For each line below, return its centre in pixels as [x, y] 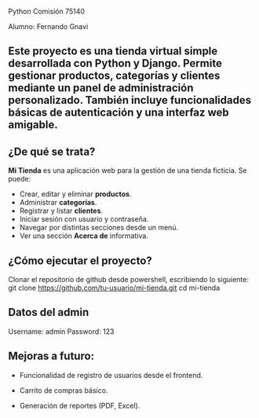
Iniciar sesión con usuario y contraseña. [84, 219]
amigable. [33, 125]
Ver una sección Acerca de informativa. [84, 236]
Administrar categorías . [58, 203]
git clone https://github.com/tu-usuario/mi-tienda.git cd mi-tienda [114, 288]
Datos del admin [49, 312]
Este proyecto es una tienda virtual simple [113, 51]
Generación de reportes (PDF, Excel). [80, 405]
